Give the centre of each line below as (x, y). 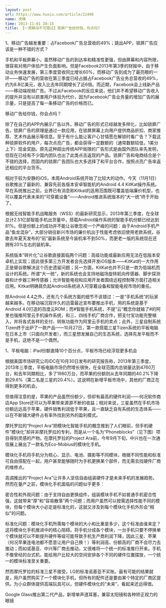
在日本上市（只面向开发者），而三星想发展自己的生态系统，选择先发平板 (78, 334)
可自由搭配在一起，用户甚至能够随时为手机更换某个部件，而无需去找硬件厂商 (83, 461)
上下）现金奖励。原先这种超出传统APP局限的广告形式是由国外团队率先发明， (83, 149)
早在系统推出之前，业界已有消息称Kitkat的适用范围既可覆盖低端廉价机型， (80, 191)
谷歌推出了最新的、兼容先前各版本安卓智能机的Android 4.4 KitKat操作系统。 (82, 185)
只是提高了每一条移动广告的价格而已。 (57, 103)
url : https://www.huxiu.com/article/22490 (49, 14)
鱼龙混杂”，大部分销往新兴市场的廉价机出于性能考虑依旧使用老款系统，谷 (86, 232)
